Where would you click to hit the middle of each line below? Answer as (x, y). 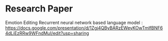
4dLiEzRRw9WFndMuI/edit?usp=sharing (47, 33)
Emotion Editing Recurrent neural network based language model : (74, 22)
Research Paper (39, 9)
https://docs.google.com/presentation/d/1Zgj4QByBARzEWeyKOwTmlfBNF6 (84, 27)
